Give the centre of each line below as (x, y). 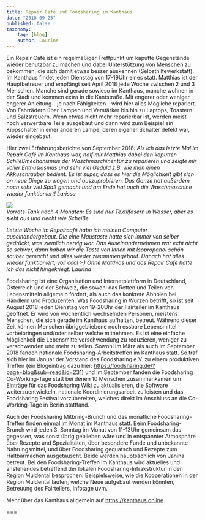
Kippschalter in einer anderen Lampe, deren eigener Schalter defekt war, (98, 130)
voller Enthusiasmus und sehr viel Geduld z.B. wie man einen (83, 167)
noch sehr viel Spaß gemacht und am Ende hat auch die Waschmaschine (99, 187)
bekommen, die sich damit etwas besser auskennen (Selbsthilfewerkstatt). (100, 71)
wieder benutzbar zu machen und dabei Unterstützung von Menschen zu (99, 64)
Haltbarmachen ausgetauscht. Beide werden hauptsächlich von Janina (95, 456)
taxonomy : (19, 29)
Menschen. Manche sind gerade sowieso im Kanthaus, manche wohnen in (100, 90)
